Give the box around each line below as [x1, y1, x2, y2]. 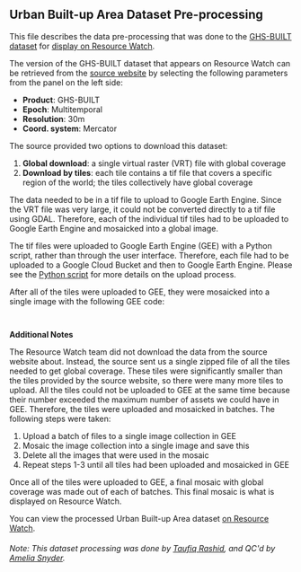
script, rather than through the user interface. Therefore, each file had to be [9, 250, 289, 260]
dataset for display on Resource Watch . [9, 40, 155, 51]
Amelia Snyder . [9, 552, 66, 564]
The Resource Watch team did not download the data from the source [9, 346, 268, 357]
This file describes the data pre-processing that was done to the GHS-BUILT [9, 31, 292, 41]
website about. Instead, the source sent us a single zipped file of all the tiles [9, 356, 290, 366]
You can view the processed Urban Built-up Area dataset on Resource [9, 513, 270, 524]
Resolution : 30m [22, 113, 85, 124]
